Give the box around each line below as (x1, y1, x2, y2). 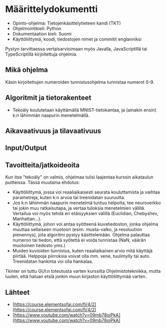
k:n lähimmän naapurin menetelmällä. (12, 112, 90, 118)
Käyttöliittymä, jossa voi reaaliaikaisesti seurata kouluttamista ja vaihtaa (12, 189, 160, 195)
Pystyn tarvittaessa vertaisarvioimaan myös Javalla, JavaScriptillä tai (5, 46, 147, 52)
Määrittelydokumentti (5, 4, 98, 15)
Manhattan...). (12, 216, 42, 222)
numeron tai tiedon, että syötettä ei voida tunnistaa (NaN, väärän (12, 237, 146, 243)
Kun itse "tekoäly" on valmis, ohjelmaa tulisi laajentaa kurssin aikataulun (5, 174, 154, 180)
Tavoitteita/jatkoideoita (5, 160, 80, 169)
